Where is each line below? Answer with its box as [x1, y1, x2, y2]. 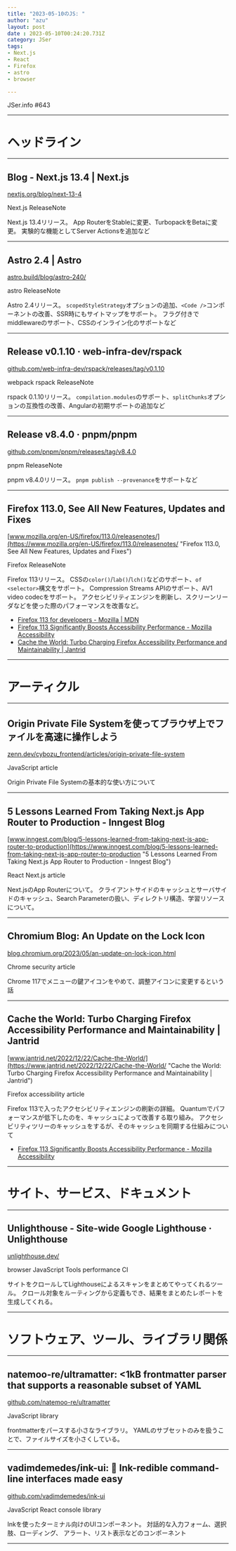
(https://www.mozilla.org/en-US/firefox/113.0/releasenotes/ [7, 540, 179, 548]
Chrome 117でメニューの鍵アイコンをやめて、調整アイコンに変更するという [7, 977, 225, 985]
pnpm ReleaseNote [7, 461, 63, 469]
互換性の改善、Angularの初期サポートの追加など [25, 401, 166, 409]
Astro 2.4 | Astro [7, 254, 82, 266]
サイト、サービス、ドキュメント [7, 1185, 192, 1201]
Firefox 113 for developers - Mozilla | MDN [17, 616, 139, 624]
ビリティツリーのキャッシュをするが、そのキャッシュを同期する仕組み [7, 1121, 210, 1130]
